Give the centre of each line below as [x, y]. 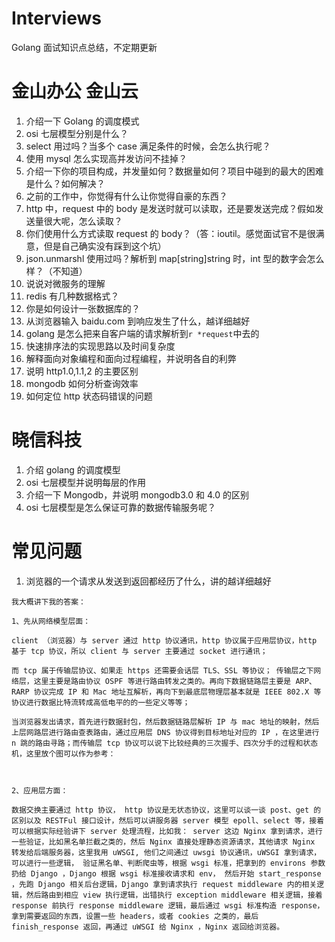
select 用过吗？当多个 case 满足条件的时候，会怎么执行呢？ [148, 146]
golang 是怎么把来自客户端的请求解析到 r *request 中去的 [142, 333]
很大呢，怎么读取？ [83, 221]
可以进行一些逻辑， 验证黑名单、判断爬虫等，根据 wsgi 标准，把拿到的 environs [159, 863]
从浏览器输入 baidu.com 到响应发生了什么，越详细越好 [138, 321]
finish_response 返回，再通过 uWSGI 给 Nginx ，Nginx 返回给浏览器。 [148, 927]
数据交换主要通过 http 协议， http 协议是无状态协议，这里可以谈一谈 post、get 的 [166, 810]
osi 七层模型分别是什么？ [77, 133]
